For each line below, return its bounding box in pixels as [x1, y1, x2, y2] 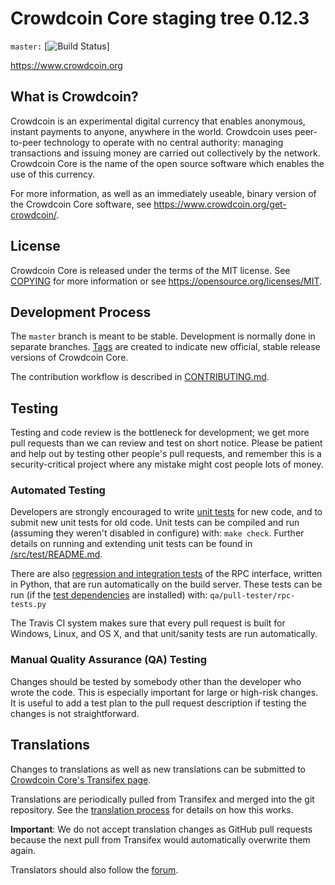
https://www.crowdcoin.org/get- [153, 198, 287, 210]
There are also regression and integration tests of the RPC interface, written [10, 568, 323, 580]
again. [10, 844, 37, 856]
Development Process [10, 303, 152, 321]
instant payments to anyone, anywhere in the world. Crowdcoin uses [10, 125, 293, 137]
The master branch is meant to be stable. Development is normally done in [10, 330, 316, 342]
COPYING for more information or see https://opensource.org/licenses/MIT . [10, 275, 323, 287]
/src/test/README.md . [10, 548, 103, 561]
